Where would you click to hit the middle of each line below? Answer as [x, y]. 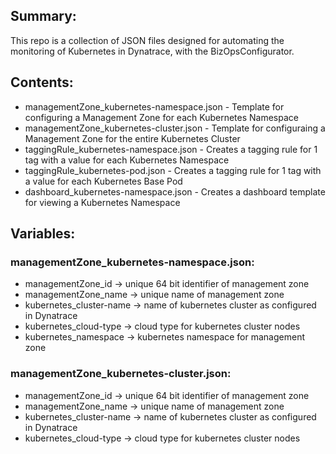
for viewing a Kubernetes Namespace [102, 202]
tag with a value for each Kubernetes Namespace [127, 160]
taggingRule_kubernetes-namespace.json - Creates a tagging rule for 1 [171, 149]
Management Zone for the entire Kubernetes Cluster [132, 138]
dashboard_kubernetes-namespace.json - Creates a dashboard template [175, 191]
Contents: [42, 82]
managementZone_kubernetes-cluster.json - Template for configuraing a [175, 128]
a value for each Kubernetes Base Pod [103, 181]
